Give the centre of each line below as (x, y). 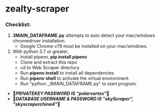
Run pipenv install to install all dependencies (67, 73)
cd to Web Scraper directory (50, 68)
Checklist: (18, 25)
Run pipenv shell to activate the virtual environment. (75, 78)
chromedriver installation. (39, 41)
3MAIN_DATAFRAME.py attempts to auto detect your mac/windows (84, 35)
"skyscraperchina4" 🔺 (36, 104)
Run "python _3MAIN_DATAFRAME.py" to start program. (79, 84)
